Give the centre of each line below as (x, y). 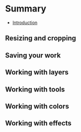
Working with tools (35, 89)
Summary (26, 9)
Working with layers (37, 72)
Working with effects (39, 123)
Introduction (25, 22)
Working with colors (37, 106)
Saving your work (33, 55)
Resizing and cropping (40, 38)
